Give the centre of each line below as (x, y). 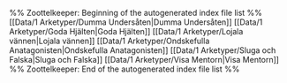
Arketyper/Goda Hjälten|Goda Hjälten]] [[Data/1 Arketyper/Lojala (126, 31)
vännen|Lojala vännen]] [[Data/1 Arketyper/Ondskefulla (110, 41)
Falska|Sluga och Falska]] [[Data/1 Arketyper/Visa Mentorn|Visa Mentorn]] (144, 60)
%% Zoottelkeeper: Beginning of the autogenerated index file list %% (136, 13)
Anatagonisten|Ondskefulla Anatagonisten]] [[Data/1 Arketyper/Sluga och (143, 50)
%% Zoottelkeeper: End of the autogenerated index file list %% (125, 69)
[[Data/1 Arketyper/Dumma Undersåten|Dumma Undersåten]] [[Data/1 (136, 22)
